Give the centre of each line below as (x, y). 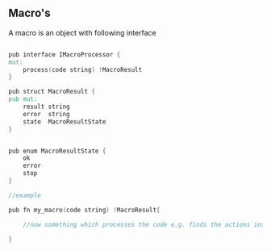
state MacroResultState (65, 121)
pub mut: (23, 99)
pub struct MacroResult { (52, 92)
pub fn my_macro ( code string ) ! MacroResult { (84, 210)
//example (25, 195)
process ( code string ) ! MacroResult (83, 69)
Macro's (29, 13)
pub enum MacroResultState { (57, 151)
